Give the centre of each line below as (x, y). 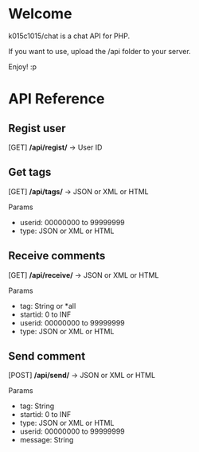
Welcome (40, 14)
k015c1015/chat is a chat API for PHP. (69, 36)
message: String (47, 440)
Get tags (30, 172)
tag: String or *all (48, 306)
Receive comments (57, 256)
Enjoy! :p (23, 66)
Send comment (47, 356)
